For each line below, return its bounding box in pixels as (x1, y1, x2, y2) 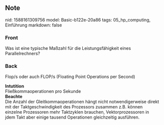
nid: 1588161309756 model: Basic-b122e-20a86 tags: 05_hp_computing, (5, 17, 151, 22)
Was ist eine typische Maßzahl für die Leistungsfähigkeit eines (5, 45, 131, 51)
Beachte (5, 94, 23, 100)
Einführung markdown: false (5, 22, 62, 28)
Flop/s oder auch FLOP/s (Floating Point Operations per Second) (5, 74, 136, 80)
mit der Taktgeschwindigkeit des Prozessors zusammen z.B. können (5, 104, 143, 110)
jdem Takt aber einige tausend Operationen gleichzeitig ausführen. (5, 114, 140, 120)
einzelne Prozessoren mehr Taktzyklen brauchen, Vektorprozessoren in (5, 109, 149, 115)
